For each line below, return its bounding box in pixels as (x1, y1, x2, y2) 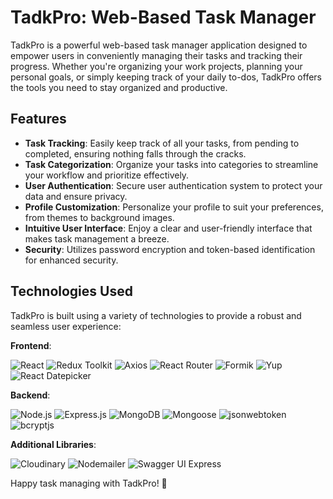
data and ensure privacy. (24, 190, 128, 202)
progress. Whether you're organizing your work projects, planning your (10, 60, 303, 72)
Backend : (10, 389, 51, 401)
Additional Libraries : (10, 438, 97, 450)
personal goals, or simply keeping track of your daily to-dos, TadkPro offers (10, 71, 322, 83)
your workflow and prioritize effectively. (24, 169, 190, 181)
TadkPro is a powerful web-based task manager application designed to (10, 39, 308, 51)
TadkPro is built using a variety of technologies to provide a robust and (10, 309, 302, 321)
